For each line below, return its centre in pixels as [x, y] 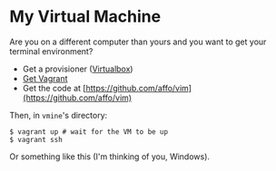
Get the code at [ [54, 88]
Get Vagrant [45, 78]
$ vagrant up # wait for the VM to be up [89, 132]
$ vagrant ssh [36, 139]
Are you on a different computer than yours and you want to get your [138, 42]
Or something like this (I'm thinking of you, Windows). [110, 157]
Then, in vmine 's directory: [59, 115]
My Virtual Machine [85, 17]
